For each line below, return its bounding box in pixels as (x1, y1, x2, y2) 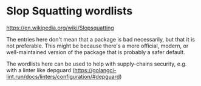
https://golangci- (74, 66, 117, 73)
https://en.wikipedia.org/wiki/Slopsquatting (6, 24, 114, 31)
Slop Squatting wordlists (6, 4, 133, 18)
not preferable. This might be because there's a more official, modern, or (6, 42, 189, 49)
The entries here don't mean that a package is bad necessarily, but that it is (6, 35, 196, 43)
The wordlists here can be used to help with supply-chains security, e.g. (6, 60, 187, 67)
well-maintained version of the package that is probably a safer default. (6, 48, 185, 55)
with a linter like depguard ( (6, 66, 75, 73)
